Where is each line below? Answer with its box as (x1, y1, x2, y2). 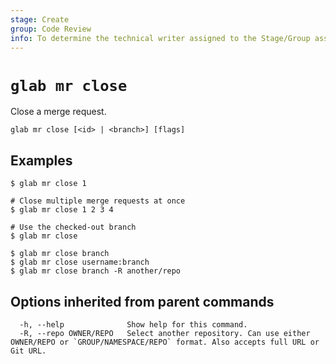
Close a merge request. (10, 106, 107, 118)
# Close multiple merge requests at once (10, 196, 186, 206)
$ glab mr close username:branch (10, 257, 150, 268)
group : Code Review (10, 24, 92, 34)
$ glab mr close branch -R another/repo (10, 266, 182, 276)
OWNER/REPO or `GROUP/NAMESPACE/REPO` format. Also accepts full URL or (10, 337, 320, 347)
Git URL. (10, 346, 47, 356)
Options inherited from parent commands (10, 293, 275, 310)
